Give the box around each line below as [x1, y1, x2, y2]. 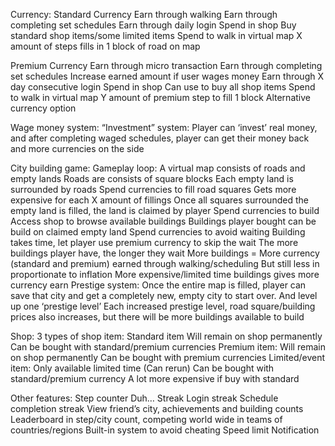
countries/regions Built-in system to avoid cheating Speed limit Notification [10, 424, 320, 436]
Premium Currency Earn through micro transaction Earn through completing [10, 60, 323, 71]
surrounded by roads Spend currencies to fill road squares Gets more [10, 184, 297, 195]
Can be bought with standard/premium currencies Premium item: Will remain [10, 341, 326, 353]
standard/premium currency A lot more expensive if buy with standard [10, 373, 300, 384]
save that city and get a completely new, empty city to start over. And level [10, 290, 318, 301]
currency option [10, 102, 77, 114]
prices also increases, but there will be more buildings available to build [10, 311, 305, 323]
